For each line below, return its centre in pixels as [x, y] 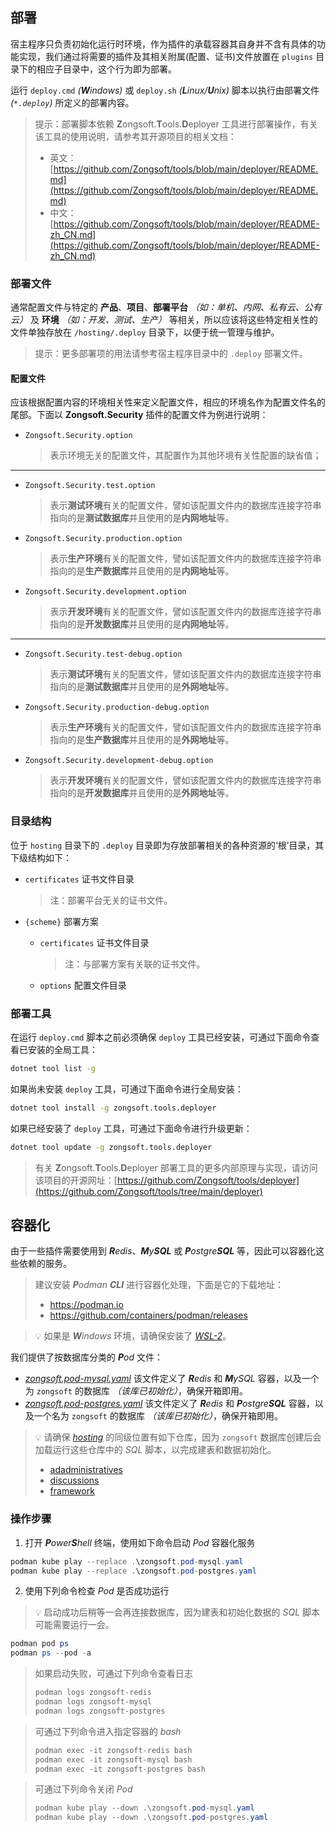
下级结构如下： [41, 857]
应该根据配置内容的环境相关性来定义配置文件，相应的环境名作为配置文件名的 [168, 402]
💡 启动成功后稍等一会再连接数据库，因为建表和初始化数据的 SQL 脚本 [177, 1612]
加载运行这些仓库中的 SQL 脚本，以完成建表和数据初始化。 [155, 1450]
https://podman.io [86, 1305]
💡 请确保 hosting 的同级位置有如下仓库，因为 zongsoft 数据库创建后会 [178, 1437]
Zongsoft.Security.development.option [105, 592]
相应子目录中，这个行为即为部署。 [106, 69]
